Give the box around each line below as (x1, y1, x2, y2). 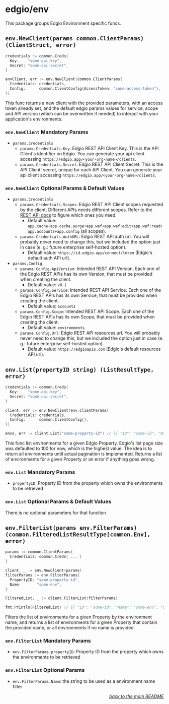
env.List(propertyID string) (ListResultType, (5, 366, 154, 373)
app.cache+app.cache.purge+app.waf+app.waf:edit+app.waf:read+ (27, 224, 163, 229)
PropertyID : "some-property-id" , (10, 577, 80, 583)
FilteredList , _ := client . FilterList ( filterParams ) (5, 596, 118, 601)
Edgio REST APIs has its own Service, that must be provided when (20, 292, 157, 298)
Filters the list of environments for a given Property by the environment (5, 614, 152, 620)
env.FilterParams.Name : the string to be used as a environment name (12, 678, 155, 684)
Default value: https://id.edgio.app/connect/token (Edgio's (27, 249, 152, 255)
